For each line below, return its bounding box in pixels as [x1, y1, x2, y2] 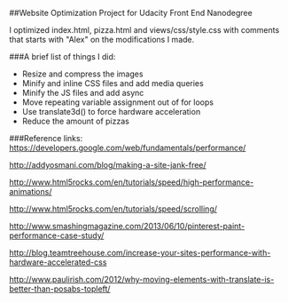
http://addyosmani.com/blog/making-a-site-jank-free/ [9, 160, 206, 170]
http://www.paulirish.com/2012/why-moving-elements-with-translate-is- [9, 275, 275, 284]
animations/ [9, 187, 52, 196]
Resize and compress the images [21, 68, 144, 79]
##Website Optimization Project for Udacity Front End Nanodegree [9, 8, 253, 18]
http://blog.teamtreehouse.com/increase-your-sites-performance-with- [9, 248, 271, 258]
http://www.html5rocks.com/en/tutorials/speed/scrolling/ [9, 203, 218, 214]
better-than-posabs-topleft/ [9, 283, 111, 294]
